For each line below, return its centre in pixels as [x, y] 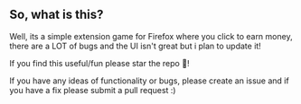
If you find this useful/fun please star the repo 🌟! [99, 63]
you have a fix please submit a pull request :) [93, 90]
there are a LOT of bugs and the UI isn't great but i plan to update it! [136, 46]
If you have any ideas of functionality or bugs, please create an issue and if [149, 81]
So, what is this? [56, 15]
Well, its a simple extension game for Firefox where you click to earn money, [151, 36]
